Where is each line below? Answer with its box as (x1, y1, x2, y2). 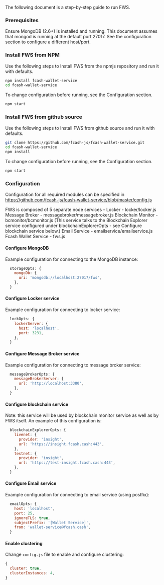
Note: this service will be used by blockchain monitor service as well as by (5, 412, 159, 418)
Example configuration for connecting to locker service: (5, 307, 120, 313)
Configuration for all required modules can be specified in (5, 191, 124, 198)
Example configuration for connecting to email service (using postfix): (5, 492, 149, 498)
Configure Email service (5, 480, 57, 486)
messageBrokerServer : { (14, 376, 64, 382)
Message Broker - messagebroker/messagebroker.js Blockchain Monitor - (5, 212, 158, 218)
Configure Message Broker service (5, 350, 80, 356)
